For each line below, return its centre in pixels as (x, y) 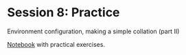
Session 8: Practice (63, 13)
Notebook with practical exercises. (56, 44)
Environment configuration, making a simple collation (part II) (93, 31)
